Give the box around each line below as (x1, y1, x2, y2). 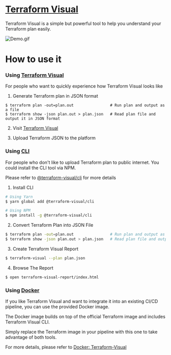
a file (5, 107, 19, 112)
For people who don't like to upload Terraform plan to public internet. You (5, 159, 159, 165)
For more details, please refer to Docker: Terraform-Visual (5, 344, 127, 350)
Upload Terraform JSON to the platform (12, 135, 96, 141)
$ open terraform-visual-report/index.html (5, 275, 99, 280)
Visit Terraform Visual (12, 125, 59, 131)
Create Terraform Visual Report (12, 246, 79, 252)
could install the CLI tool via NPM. (5, 164, 76, 171)
